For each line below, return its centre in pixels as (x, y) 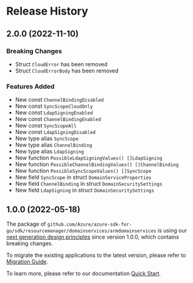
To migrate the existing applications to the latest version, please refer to (96, 255)
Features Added (30, 86)
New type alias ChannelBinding (54, 145)
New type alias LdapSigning (49, 152)
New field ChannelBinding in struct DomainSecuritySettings (89, 184)
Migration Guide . (27, 261)
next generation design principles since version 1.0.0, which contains (93, 237)
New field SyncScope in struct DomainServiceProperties (83, 177)
